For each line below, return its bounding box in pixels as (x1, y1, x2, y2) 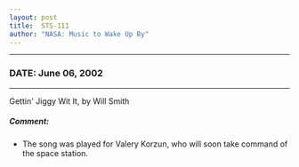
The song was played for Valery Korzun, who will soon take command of (21, 139, 288, 149)
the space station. (21, 147, 89, 158)
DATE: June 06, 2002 (9, 68, 104, 80)
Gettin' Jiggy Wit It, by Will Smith (9, 95, 130, 107)
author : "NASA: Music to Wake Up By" (9, 29, 149, 38)
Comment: (9, 116, 50, 127)
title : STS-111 (9, 21, 69, 30)
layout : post (9, 12, 58, 22)
